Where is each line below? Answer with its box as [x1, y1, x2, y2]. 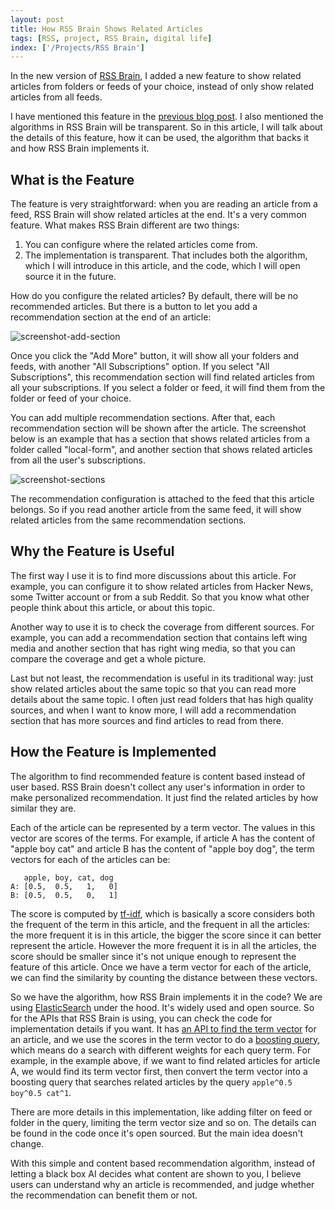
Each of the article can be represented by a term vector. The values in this [10, 821, 316, 833]
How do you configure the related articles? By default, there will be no [10, 290, 299, 302]
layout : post [10, 14, 65, 25]
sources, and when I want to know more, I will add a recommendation [10, 704, 297, 716]
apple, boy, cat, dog [23, 872, 114, 883]
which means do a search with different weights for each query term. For [10, 1044, 312, 1056]
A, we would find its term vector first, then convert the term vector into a [10, 1065, 308, 1077]
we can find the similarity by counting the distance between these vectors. [10, 971, 318, 983]
